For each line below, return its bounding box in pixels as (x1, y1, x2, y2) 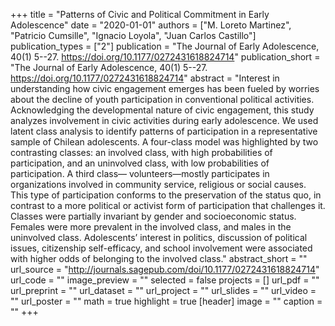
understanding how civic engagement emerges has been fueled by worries (10, 83, 320, 94)
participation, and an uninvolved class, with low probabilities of (10, 157, 270, 169)
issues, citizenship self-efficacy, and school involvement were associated (10, 242, 313, 254)
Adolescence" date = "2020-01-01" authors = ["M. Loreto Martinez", (10, 19, 292, 31)
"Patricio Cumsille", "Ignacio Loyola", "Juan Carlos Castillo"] (10, 30, 257, 41)
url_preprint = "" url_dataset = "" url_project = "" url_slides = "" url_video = (10, 285, 317, 296)
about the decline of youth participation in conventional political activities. (10, 94, 315, 105)
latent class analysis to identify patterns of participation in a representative (10, 125, 318, 137)
